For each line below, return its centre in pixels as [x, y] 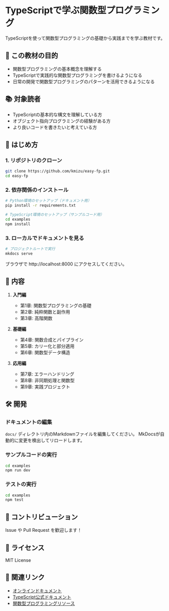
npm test [14, 500]
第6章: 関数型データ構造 [45, 352]
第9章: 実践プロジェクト [45, 387]
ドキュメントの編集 [29, 422]
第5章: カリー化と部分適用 [47, 346]
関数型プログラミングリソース [44, 603]
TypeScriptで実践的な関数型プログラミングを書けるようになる [77, 75]
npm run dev [18, 470]
